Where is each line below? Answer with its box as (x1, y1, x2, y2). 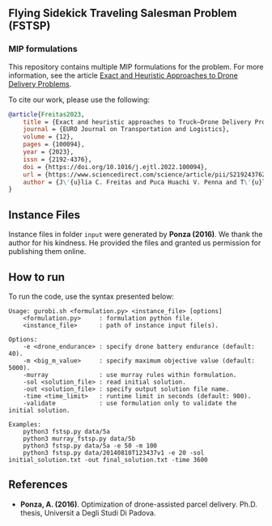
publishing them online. (8, 247, 87, 257)
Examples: (8, 420, 42, 428)
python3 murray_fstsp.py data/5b (23, 435, 136, 443)
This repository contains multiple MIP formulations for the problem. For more (8, 62, 265, 71)
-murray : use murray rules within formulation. (23, 371, 237, 379)
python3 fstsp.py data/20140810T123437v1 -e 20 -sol (23, 448, 205, 456)
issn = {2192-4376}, (23, 155, 92, 163)
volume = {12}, (23, 133, 74, 141)
